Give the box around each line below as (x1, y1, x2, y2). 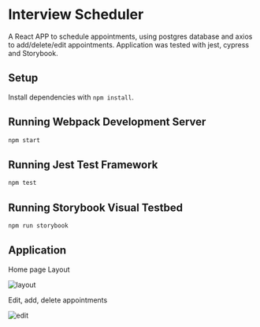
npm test (8, 179, 37, 187)
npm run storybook (8, 221, 69, 230)
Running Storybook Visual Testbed (8, 201, 184, 214)
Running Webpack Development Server (8, 115, 206, 129)
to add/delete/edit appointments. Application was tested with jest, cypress (8, 39, 250, 49)
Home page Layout (8, 265, 70, 274)
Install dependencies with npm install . (8, 92, 134, 102)
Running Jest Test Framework (8, 158, 158, 171)
